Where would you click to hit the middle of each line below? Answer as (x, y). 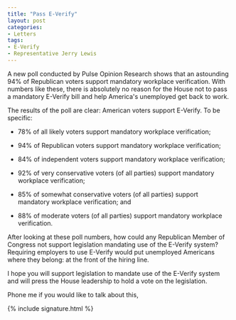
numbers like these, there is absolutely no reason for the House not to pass (117, 89)
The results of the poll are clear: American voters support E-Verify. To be (114, 110)
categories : (25, 27)
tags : (15, 41)
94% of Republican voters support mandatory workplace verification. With (117, 81)
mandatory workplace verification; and (74, 202)
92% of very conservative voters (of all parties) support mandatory (116, 173)
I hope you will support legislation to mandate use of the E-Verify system (114, 273)
